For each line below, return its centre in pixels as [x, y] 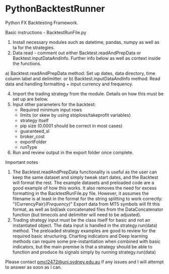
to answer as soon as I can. [33, 267]
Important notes [22, 162]
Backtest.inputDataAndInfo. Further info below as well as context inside [87, 58]
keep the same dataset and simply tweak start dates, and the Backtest [85, 177]
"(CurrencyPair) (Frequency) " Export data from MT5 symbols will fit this [86, 204]
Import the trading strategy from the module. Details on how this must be [88, 94]
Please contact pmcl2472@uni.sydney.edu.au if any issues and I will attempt [84, 261]
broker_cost [32, 136]
